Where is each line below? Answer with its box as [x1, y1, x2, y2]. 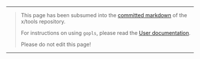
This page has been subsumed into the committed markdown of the [20, 12, 187, 18]
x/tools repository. [20, 18, 65, 25]
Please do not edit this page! [20, 41, 91, 48]
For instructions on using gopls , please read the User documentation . [20, 29, 191, 36]
